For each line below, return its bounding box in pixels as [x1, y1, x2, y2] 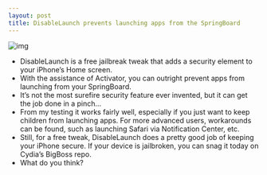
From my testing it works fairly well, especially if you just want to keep [19, 107, 250, 116]
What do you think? [19, 157, 84, 167]
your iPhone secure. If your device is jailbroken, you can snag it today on [19, 141, 259, 150]
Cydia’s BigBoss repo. [19, 149, 92, 159]
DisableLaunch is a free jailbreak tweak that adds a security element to [19, 56, 253, 66]
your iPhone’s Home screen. [19, 64, 113, 74]
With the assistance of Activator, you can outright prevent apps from [19, 73, 245, 83]
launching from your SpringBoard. [19, 81, 132, 91]
